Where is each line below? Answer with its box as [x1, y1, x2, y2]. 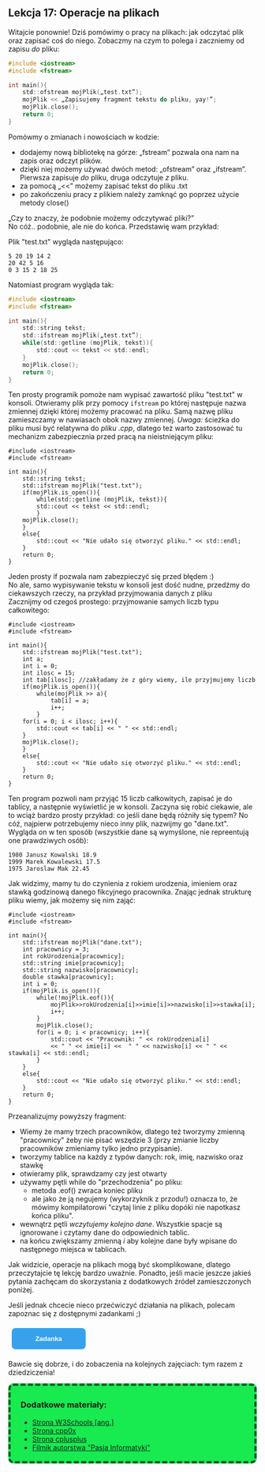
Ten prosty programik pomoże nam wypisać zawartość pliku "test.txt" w [8, 390, 243, 399]
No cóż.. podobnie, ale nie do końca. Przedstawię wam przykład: [8, 221, 219, 231]
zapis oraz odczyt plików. [19, 156, 103, 165]
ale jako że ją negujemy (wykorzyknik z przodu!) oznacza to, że [31, 1194, 238, 1204]
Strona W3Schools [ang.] [32, 1417, 114, 1427]
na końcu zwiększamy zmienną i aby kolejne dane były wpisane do [19, 1236, 237, 1246]
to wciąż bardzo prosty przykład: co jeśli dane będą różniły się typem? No [8, 811, 248, 820]
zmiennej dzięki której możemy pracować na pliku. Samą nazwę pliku [8, 407, 233, 416]
